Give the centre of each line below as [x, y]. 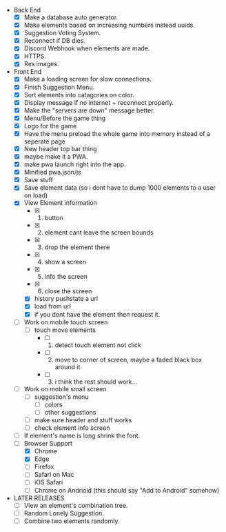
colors [54, 404]
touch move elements [65, 330]
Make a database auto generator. [71, 17]
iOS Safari [49, 482]
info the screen [66, 277]
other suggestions [70, 412]
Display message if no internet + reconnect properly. [99, 102]
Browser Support [48, 444]
